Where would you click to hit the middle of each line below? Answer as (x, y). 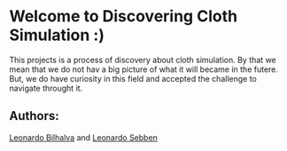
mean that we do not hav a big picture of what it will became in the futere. (144, 69)
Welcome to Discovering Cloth (123, 16)
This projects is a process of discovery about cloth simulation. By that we (143, 60)
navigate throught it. (46, 88)
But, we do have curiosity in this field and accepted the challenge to (133, 78)
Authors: (34, 116)
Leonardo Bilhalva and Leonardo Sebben (83, 137)
